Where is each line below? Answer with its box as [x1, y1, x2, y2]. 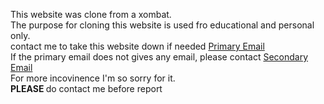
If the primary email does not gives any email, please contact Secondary [10, 51, 309, 63]
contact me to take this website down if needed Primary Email [10, 40, 265, 52]
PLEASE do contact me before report [10, 83, 163, 94]
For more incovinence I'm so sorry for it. [10, 72, 176, 84]
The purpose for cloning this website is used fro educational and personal [10, 19, 315, 31]
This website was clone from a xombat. [10, 9, 172, 20]
